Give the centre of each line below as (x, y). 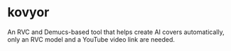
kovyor (28, 12)
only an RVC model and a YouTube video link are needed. (91, 39)
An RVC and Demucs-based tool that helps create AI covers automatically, (116, 32)
